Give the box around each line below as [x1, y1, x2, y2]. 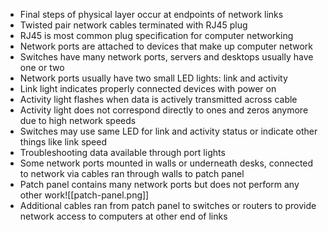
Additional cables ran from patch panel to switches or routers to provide [19, 200, 317, 211]
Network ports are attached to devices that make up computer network [19, 40, 314, 52]
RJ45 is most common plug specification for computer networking [19, 30, 294, 41]
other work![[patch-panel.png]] [19, 189, 150, 201]
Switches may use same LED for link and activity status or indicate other [19, 125, 318, 137]
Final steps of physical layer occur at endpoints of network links [19, 9, 284, 20]
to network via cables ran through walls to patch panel [19, 168, 245, 179]
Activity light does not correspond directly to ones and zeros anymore [19, 104, 309, 116]
